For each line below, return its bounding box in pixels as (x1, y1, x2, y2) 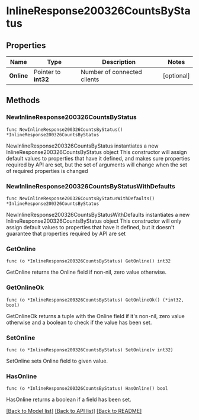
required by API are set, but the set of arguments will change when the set (6, 161, 188, 168)
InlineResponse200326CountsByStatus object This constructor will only (6, 217, 182, 225)
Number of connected (81, 68, 142, 76)
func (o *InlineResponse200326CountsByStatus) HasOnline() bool (6, 386, 168, 392)
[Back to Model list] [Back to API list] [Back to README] (6, 408, 142, 415)
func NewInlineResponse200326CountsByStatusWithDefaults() (6, 195, 155, 201)
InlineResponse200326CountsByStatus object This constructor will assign (6, 148, 187, 155)
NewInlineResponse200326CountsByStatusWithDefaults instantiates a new (6, 211, 190, 218)
